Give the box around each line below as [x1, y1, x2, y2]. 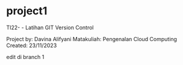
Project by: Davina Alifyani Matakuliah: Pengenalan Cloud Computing [6, 35, 178, 42]
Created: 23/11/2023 [6, 42, 57, 49]
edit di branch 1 [6, 53, 45, 60]
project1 [6, 4, 48, 18]
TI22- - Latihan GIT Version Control [6, 24, 94, 31]
